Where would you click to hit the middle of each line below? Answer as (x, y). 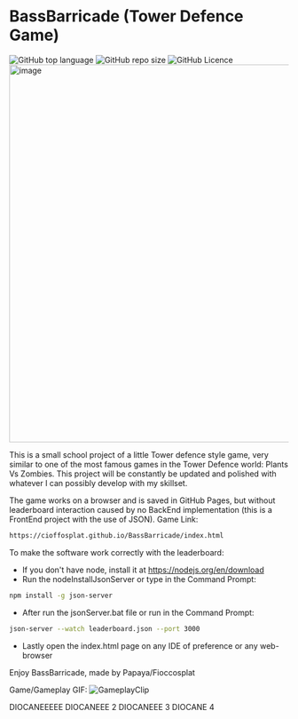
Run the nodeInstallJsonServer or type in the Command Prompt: (139, 579)
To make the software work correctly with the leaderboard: (117, 552)
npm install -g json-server (61, 595)
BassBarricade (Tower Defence (126, 16)
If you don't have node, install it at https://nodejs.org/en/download (143, 570)
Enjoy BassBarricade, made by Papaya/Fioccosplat (102, 672)
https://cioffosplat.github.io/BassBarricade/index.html (117, 535)
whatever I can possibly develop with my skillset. (98, 483)
